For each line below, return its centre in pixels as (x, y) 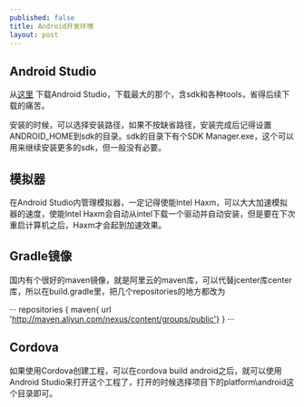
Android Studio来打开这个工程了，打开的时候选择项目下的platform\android (148, 382)
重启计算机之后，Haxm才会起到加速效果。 (88, 225)
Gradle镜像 (41, 256)
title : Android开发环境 (51, 26)
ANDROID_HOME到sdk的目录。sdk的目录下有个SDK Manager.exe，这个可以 (152, 136)
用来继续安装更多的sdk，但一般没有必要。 (88, 148)
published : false (42, 18)
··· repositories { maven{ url (60, 309)
